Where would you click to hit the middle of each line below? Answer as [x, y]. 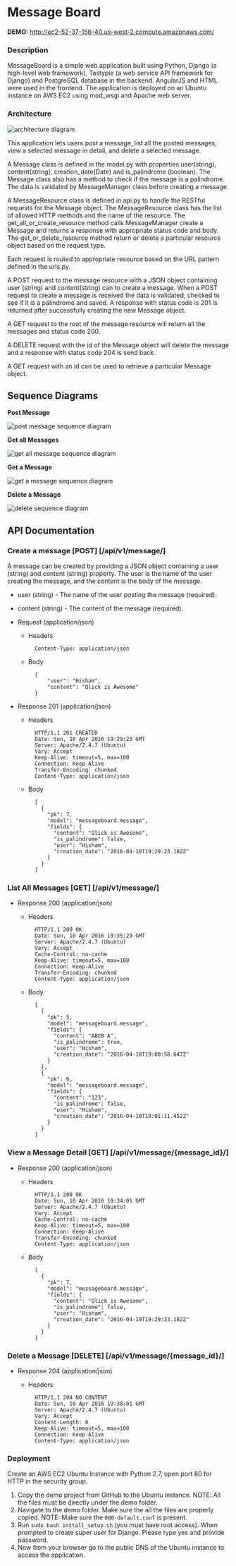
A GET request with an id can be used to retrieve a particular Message [109, 366]
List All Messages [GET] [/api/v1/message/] [83, 888]
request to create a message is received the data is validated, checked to [113, 295]
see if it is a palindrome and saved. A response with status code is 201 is [112, 302]
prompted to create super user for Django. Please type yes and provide [121, 1533]
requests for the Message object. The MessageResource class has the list [114, 207]
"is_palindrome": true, [88, 1042]
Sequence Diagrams [53, 396]
